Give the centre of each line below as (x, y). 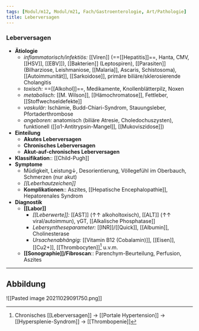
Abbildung (26, 284)
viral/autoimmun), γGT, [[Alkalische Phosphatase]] (94, 221)
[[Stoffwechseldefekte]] (53, 101)
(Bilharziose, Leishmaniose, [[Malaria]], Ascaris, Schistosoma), (100, 69)
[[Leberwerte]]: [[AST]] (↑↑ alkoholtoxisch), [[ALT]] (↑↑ (102, 215)
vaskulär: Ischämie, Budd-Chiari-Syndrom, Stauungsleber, (95, 107)
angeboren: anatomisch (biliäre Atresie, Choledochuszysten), (98, 120)
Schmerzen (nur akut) (50, 177)
